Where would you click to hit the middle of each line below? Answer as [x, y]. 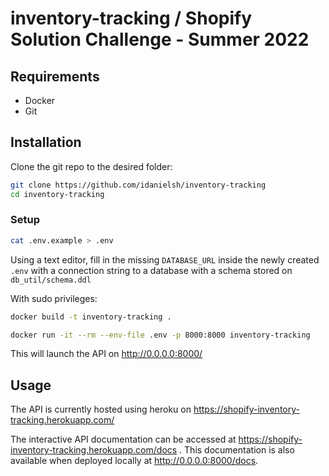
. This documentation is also [237, 450]
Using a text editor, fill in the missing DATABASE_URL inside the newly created [165, 259]
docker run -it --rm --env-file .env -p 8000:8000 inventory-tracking [160, 335]
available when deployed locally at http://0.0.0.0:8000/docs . [134, 461]
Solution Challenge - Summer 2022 [160, 39]
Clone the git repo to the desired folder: [91, 166]
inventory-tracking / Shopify [131, 18]
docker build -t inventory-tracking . [91, 317]
